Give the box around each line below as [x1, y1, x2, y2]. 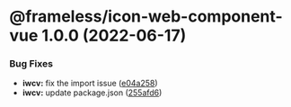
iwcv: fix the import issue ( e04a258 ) [22, 78, 159, 89]
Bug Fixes [9, 58, 54, 70]
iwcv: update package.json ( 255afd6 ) [22, 87, 163, 98]
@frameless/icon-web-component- [9, 6, 283, 27]
